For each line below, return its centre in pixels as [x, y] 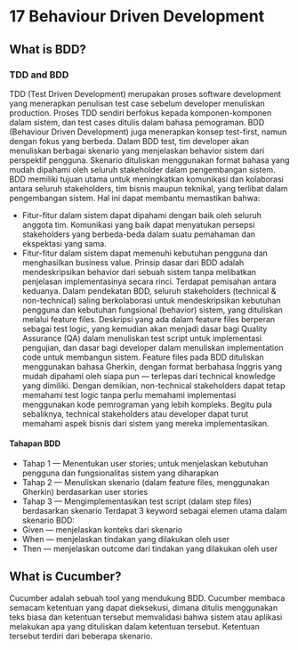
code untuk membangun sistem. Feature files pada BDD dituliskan [143, 357]
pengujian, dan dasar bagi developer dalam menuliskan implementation [153, 347]
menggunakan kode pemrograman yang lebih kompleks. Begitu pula [147, 404]
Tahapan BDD [35, 443]
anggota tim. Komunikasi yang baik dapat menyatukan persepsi [138, 224]
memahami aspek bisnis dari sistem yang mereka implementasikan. [145, 423]
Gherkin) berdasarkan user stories [85, 492]
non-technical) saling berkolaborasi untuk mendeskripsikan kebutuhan [152, 300]
